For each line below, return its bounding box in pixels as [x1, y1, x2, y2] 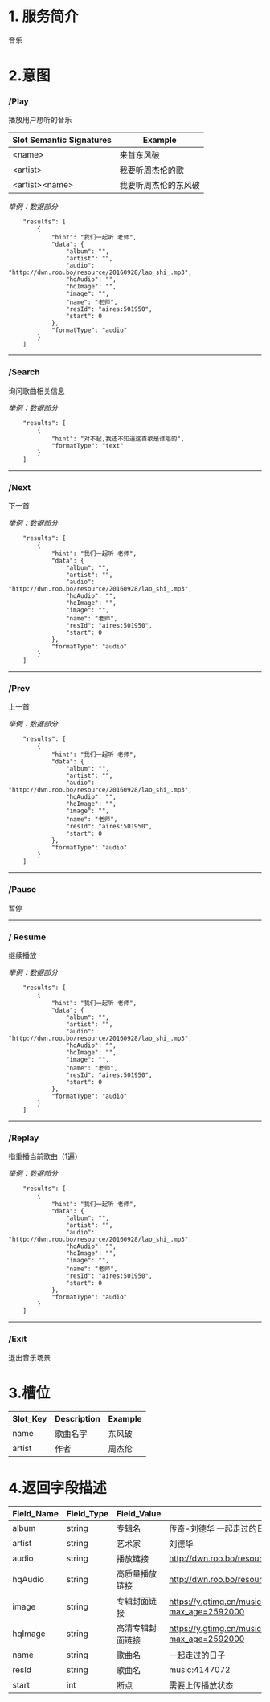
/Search [8, 366, 40, 378]
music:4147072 [168, 1664, 231, 1675]
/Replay [8, 1132, 39, 1144]
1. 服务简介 [8, 7, 79, 26]
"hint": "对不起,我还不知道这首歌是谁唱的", [51, 435, 185, 443]
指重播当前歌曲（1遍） [8, 1152, 82, 1161]
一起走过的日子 [168, 1650, 226, 1661]
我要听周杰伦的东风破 [119, 180, 201, 191]
